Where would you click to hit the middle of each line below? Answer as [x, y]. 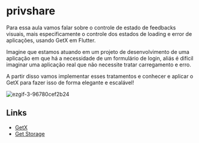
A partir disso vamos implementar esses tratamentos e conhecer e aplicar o [100, 76]
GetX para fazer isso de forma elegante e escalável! [70, 83]
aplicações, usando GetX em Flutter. [51, 40]
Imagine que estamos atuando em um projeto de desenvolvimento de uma [98, 51]
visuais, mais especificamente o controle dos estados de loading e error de [99, 34]
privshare [31, 11]
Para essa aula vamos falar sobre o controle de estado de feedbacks [91, 28]
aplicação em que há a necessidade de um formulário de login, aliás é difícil [100, 58]
